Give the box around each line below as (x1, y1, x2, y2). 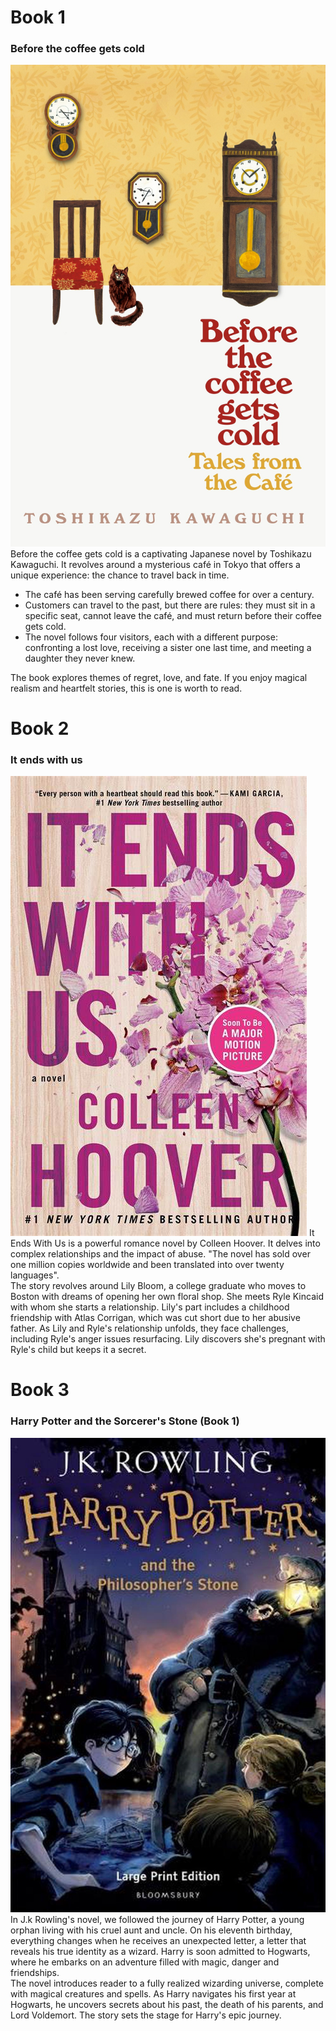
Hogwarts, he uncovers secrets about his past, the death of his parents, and (10, 1999, 324, 2011)
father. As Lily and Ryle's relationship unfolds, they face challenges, (10, 1322, 289, 1335)
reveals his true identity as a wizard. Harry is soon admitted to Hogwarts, (10, 1946, 311, 1958)
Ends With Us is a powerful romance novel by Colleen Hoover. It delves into (10, 1237, 321, 1250)
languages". (10, 1269, 60, 1281)
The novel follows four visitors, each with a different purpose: (24, 631, 278, 643)
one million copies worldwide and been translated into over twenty (10, 1259, 285, 1271)
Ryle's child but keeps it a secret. (10, 1344, 147, 1356)
